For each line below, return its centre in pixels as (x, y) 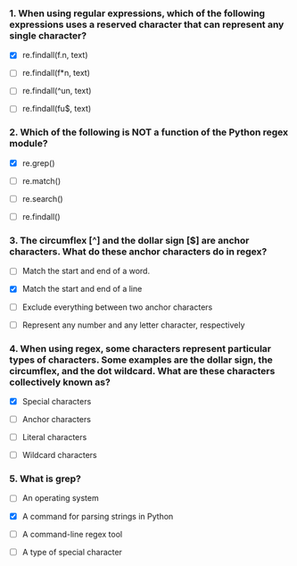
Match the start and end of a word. (86, 271)
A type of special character (72, 552)
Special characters (57, 401)
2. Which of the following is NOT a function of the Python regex (149, 132)
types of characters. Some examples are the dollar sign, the (141, 360)
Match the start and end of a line (82, 289)
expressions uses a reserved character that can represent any (147, 24)
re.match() (41, 180)
